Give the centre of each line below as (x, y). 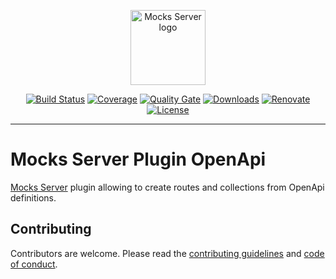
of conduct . (34, 264)
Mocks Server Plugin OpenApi (138, 159)
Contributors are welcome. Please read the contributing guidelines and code (167, 253)
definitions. (33, 197)
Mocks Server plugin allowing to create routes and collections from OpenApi (167, 187)
